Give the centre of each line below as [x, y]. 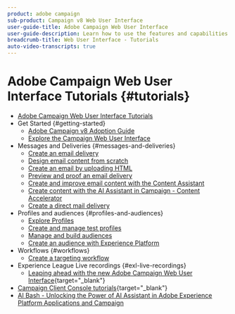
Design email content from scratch [78, 161]
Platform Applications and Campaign [71, 303]
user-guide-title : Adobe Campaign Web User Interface [88, 27]
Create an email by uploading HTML [80, 168]
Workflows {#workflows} [53, 250]
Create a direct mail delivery [69, 206]
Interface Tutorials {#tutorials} [99, 96]
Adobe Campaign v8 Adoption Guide [81, 130]
